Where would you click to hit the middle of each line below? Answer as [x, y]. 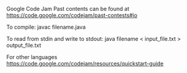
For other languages [32, 57]
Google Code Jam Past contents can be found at [68, 9]
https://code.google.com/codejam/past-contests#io [72, 15]
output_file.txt [24, 45]
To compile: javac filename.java [46, 27]
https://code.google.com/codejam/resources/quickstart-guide [85, 64]
